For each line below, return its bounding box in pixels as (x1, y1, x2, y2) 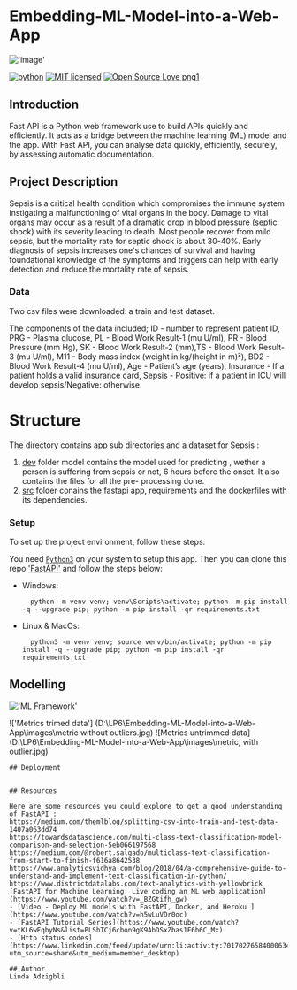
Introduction (9, 97, 80, 112)
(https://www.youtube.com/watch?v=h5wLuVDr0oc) (9, 909, 188, 919)
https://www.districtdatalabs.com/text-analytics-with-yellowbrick (9, 879, 263, 888)
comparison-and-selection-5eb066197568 (9, 840, 156, 849)
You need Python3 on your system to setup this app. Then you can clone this (9, 554, 287, 564)
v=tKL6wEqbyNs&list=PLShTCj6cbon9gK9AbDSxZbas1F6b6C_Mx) (9, 925, 224, 934)
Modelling (9, 677, 66, 692)
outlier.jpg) (9, 746, 49, 756)
